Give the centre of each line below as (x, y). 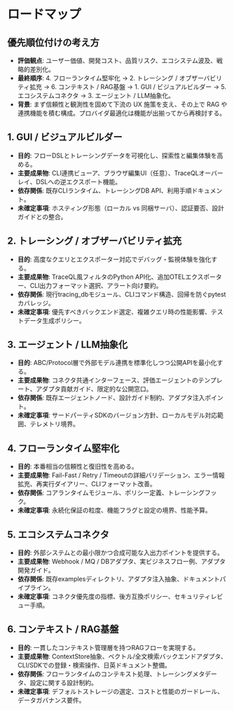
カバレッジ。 (36, 303)
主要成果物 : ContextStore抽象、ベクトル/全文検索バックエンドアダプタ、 (122, 656)
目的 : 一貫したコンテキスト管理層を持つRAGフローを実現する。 (108, 647)
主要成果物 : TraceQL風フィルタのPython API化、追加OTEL (101, 277)
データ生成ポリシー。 (54, 320)
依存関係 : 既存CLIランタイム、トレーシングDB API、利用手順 (104, 191)
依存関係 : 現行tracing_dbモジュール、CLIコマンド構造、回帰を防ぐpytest (122, 294)
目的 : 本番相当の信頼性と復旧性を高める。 (77, 467)
